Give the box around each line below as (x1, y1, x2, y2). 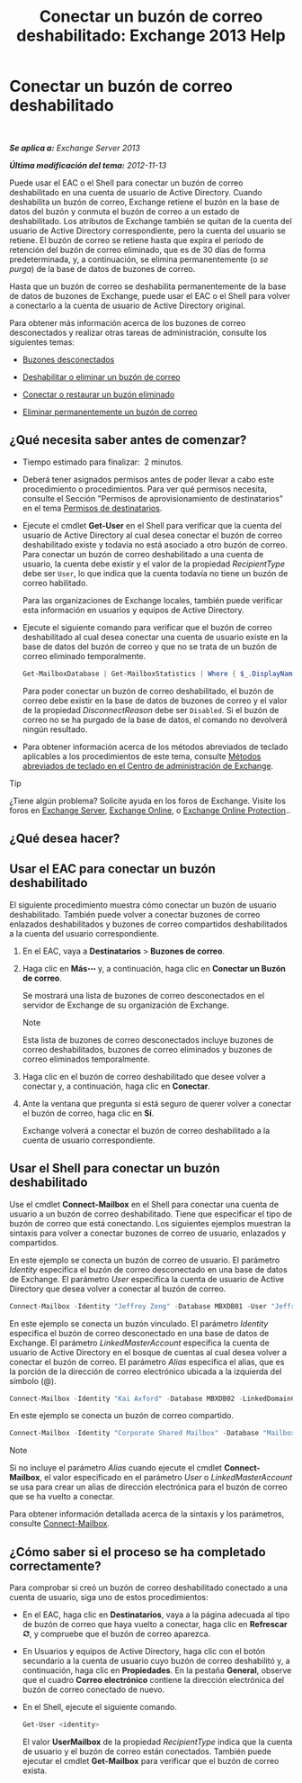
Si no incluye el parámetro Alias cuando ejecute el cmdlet (9, 1462, 223, 1473)
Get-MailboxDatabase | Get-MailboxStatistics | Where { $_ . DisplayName (22, 669, 297, 678)
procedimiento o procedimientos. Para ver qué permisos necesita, (22, 484, 268, 494)
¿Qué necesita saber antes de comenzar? (9, 432, 247, 448)
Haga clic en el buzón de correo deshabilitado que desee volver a (22, 1071, 267, 1082)
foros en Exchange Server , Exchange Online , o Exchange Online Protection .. (9, 804, 290, 816)
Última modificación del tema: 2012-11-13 (9, 159, 167, 170)
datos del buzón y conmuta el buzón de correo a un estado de (9, 205, 240, 217)
